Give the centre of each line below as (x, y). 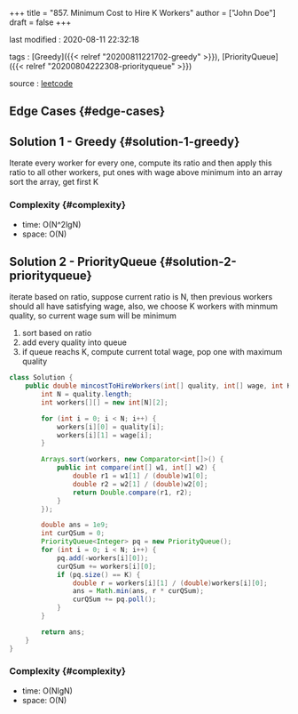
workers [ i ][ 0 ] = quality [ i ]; (110, 427)
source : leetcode (41, 83)
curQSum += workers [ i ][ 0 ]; (106, 566)
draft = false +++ (40, 22)
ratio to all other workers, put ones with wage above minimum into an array (146, 172)
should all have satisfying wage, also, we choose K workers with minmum (144, 307)
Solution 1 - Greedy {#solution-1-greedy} (125, 141)
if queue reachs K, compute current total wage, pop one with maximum (152, 352)
